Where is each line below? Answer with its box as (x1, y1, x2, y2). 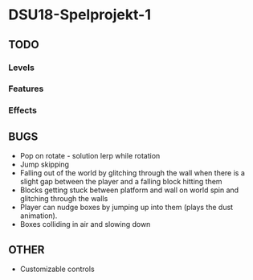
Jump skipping (19, 159, 70, 170)
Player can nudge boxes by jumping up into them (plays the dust (19, 203, 234, 212)
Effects (8, 105, 38, 116)
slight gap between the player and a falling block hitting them (19, 177, 222, 187)
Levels (8, 62, 35, 73)
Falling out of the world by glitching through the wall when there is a (19, 168, 245, 178)
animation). (19, 211, 58, 220)
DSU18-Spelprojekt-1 (8, 6, 151, 24)
